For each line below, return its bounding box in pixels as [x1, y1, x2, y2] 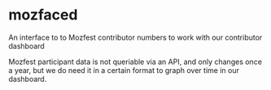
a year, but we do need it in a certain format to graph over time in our [8, 65, 240, 75]
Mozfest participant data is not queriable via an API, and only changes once [8, 57, 263, 66]
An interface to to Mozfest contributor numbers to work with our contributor [8, 32, 263, 42]
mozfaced [8, 6, 78, 24]
